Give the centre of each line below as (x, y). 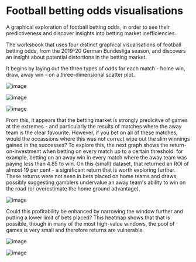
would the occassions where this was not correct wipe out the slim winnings (98, 138)
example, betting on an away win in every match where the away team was (97, 157)
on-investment (24, 151)
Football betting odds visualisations (94, 11)
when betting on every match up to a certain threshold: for (113, 151)
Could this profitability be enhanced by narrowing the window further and (94, 211)
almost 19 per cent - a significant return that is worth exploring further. (91, 170)
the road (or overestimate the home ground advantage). (73, 188)
